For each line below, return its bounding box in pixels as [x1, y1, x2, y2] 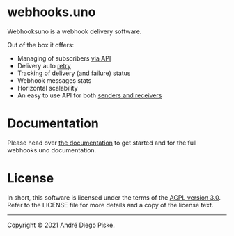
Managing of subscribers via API [17, 54, 111, 63]
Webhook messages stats [17, 76, 92, 84]
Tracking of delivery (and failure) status [17, 69, 131, 77]
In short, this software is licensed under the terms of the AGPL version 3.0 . [7, 193, 221, 202]
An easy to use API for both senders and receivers [17, 91, 162, 100]
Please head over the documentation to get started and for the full [7, 139, 197, 147]
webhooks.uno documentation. [7, 145, 97, 154]
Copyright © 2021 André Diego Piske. [7, 221, 115, 229]
